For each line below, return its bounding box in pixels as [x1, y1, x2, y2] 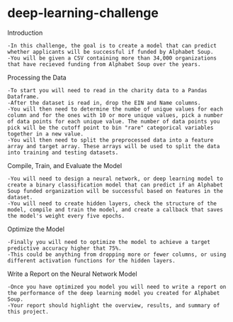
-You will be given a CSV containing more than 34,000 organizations [7, 55, 217, 62]
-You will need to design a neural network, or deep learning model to [7, 175, 223, 182]
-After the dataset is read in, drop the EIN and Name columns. [7, 99, 201, 106]
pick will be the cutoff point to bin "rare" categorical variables [7, 124, 214, 131]
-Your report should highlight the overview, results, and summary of [7, 301, 220, 309]
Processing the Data [7, 73, 67, 82]
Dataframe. [7, 93, 40, 100]
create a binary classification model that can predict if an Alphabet [7, 181, 223, 189]
